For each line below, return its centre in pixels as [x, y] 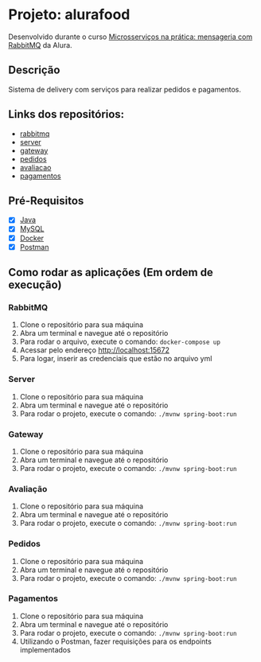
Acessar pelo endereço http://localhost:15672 [94, 350]
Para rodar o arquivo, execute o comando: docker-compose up [120, 342]
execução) [35, 285]
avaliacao [35, 167]
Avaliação [28, 489]
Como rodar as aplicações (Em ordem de [111, 273]
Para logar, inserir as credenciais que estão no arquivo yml [116, 359]
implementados [45, 649]
